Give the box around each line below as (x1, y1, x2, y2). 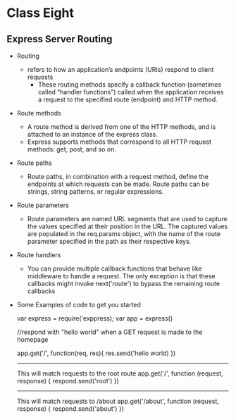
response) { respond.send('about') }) (16, 404, 125, 413)
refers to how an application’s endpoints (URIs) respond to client (27, 66, 214, 73)
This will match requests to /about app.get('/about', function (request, (16, 397, 220, 405)
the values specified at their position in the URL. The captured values (27, 222, 228, 230)
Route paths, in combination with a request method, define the (27, 173, 209, 180)
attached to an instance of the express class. (27, 130, 158, 138)
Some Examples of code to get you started (16, 301, 142, 309)
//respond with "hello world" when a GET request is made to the (16, 328, 203, 336)
